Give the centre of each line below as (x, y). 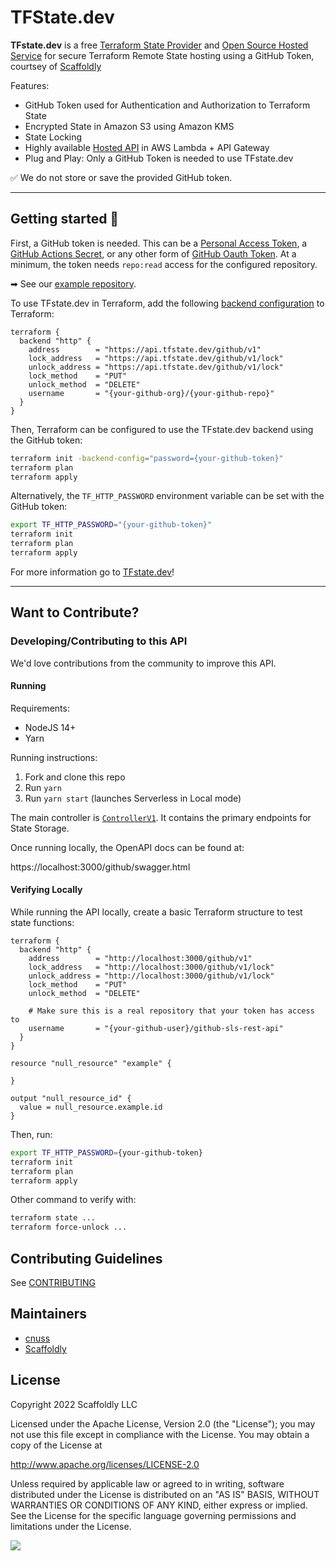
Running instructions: (54, 757)
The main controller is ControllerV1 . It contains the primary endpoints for (161, 817)
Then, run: (31, 1134)
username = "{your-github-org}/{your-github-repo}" (151, 393)
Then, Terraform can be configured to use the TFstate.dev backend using (162, 429)
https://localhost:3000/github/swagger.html (100, 867)
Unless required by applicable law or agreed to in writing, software (147, 1483)
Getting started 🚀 (65, 219)
